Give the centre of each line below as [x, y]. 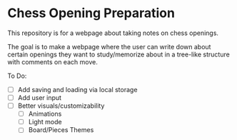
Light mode [45, 122]
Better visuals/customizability [61, 106]
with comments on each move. [52, 61]
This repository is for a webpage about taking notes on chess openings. [113, 33]
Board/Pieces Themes [61, 130]
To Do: [17, 76]
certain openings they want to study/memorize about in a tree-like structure [118, 54]
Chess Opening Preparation [91, 13]
